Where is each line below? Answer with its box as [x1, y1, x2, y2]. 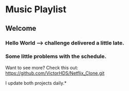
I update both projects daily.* [5, 80, 67, 86]
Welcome [5, 24, 36, 33]
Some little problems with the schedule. [5, 53, 107, 60]
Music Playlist [5, 4, 67, 15]
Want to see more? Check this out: [5, 64, 79, 71]
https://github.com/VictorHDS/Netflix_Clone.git [5, 70, 105, 76]
